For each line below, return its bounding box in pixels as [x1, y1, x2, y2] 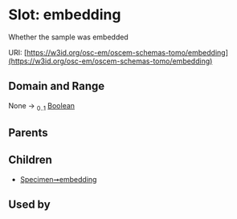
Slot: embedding [8, 6, 121, 24]
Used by [8, 198, 51, 212]
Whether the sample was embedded [8, 32, 129, 42]
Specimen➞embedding [19, 174, 97, 184]
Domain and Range [8, 79, 105, 93]
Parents [8, 126, 48, 140]
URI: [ [8, 47, 27, 57]
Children [8, 153, 52, 167]
